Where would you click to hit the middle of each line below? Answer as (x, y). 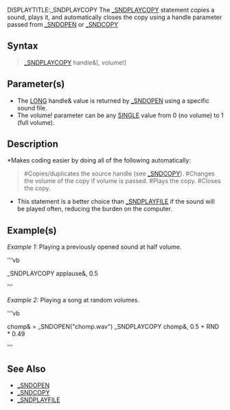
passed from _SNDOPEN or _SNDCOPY (63, 24)
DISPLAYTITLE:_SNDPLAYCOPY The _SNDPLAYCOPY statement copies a (111, 10)
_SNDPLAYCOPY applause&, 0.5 (53, 274)
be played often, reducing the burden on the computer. (95, 209)
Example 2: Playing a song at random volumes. (73, 300)
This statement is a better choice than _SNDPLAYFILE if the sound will (116, 202)
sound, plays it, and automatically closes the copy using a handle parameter (115, 17)
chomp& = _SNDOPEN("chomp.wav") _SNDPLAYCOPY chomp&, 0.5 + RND (113, 327)
